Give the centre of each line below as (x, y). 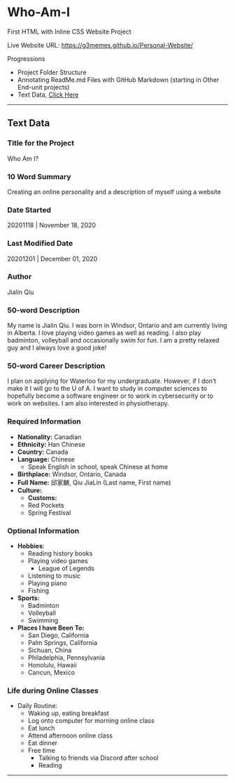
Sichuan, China (50, 650)
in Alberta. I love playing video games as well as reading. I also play (104, 333)
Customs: (42, 497)
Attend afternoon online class (70, 735)
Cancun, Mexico (51, 672)
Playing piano (48, 583)
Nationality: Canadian (49, 437)
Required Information (44, 422)
